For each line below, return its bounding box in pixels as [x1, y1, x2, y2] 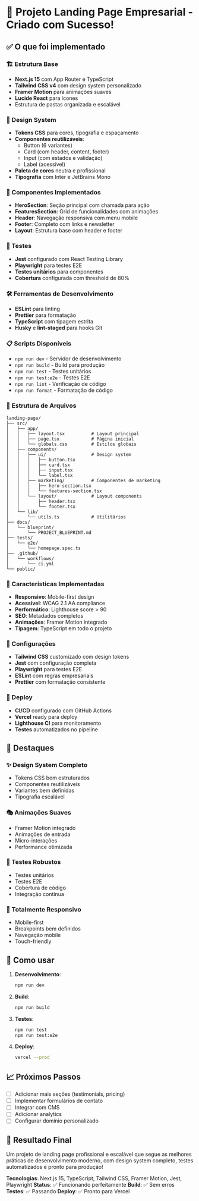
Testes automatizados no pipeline [14, 725, 98, 733]
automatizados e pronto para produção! [6, 1164, 104, 1171]
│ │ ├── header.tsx [6, 498, 76, 504]
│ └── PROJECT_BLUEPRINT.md [6, 529, 92, 536]
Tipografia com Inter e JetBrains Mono [14, 174, 111, 181]
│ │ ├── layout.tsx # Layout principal [6, 430, 140, 436]
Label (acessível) [23, 161, 65, 168]
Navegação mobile [14, 932, 61, 939]
